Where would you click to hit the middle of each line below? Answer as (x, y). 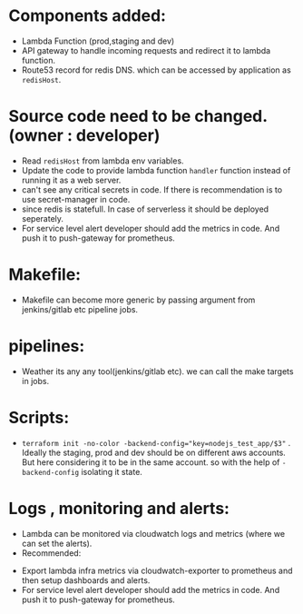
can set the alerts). (57, 543)
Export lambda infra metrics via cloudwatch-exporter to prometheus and (157, 570)
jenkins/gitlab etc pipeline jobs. (79, 309)
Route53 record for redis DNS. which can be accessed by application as (156, 70)
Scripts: (39, 417)
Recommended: (51, 553)
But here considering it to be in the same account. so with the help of (151, 462)
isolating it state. (111, 471)
